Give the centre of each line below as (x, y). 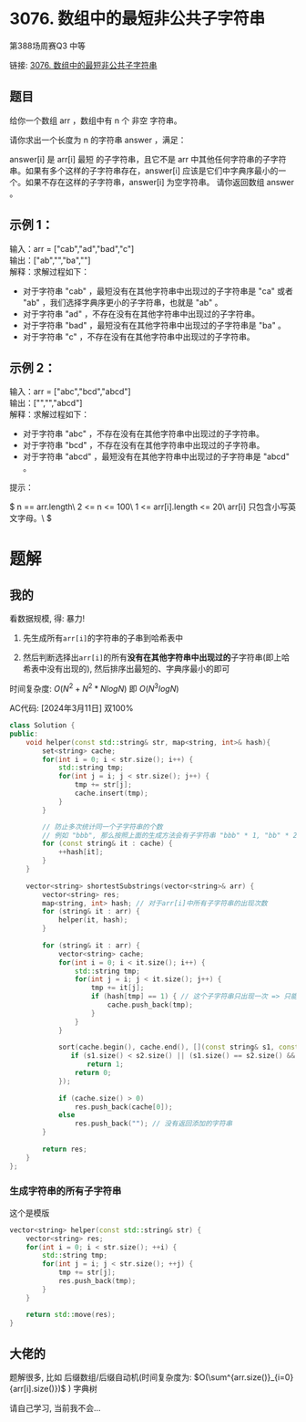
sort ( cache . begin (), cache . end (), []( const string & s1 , (166, 1047)
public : (24, 734)
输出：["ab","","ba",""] (50, 260)
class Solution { (42, 726)
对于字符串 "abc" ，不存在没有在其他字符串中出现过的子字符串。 (143, 434)
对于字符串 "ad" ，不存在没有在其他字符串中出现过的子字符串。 (141, 314)
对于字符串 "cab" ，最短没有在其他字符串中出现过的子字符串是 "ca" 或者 (158, 291)
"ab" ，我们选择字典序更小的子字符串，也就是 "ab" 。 (122, 302)
